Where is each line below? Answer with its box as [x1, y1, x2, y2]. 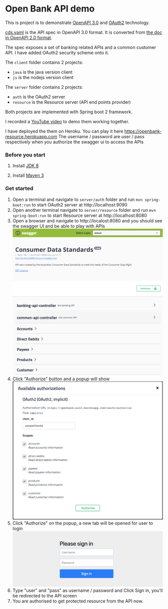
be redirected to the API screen [12, 592, 77, 598]
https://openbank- [124, 128, 162, 134]
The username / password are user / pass [58, 133, 145, 139]
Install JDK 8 [12, 163, 39, 169]
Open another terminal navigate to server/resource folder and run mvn [12, 207, 156, 213]
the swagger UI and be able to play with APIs [12, 223, 105, 229]
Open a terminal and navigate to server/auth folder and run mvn [12, 196, 143, 202]
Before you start [5, 151, 45, 158]
